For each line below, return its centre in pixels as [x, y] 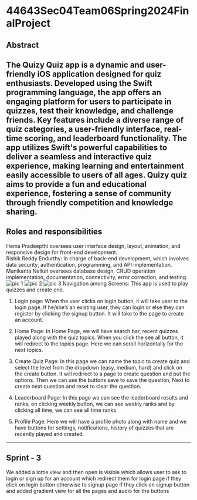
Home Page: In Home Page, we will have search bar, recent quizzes [96, 331]
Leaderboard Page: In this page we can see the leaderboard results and [101, 397]
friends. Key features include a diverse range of [95, 120]
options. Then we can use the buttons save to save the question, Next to [102, 380]
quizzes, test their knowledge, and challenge [90, 111]
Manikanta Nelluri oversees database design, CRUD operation [81, 271]
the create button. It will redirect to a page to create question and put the [102, 374]
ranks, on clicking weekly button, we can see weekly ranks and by [94, 404]
